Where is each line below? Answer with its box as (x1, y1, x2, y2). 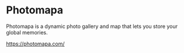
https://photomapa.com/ (6, 40, 65, 47)
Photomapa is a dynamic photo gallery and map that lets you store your (6, 23, 178, 30)
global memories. (6, 29, 48, 36)
